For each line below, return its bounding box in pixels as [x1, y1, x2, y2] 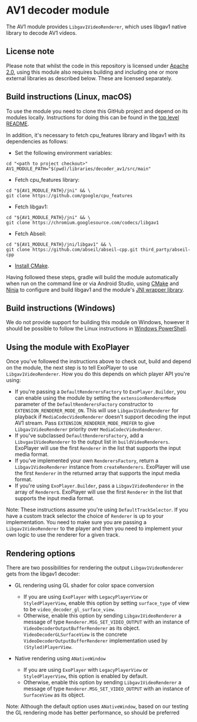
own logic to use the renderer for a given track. [6, 531, 121, 538]
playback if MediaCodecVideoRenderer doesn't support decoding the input [14, 413, 191, 420]
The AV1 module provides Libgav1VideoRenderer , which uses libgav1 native [6, 23, 187, 30]
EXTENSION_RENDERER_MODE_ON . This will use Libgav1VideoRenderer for [14, 407, 179, 414]
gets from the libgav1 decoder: [6, 570, 81, 577]
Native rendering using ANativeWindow [14, 655, 106, 662]
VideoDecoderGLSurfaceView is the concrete [23, 631, 128, 638]
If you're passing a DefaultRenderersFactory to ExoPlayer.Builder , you [14, 388, 186, 396]
